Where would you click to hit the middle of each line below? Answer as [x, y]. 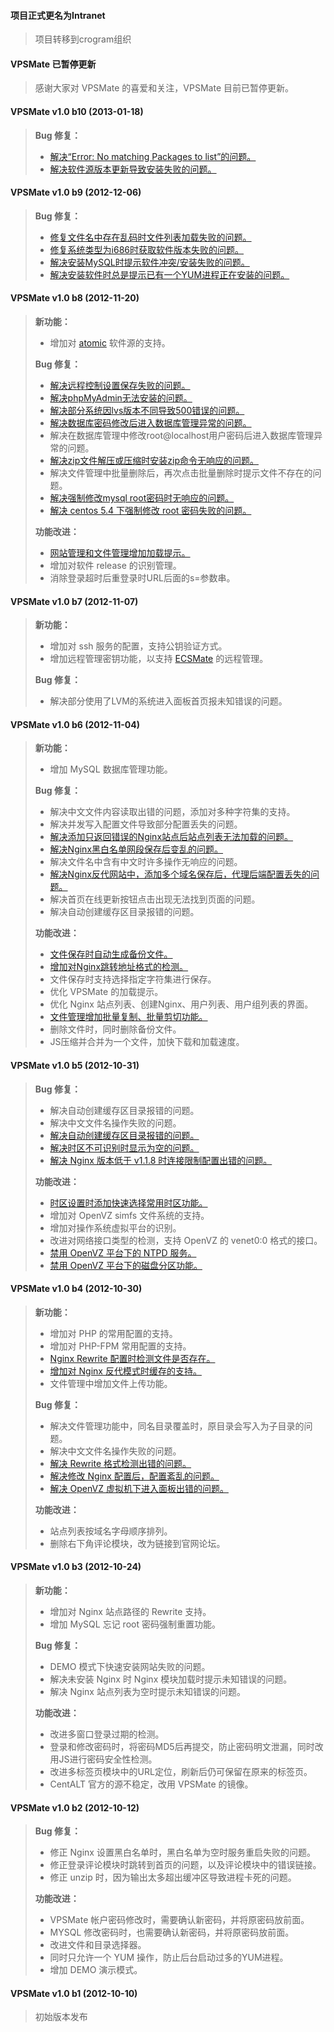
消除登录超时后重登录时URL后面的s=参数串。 [142, 578]
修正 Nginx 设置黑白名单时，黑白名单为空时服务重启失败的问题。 [182, 1852]
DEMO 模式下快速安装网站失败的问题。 [130, 1667]
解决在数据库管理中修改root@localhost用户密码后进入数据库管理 [182, 436]
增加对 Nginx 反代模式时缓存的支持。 [125, 1371]
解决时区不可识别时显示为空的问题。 [124, 1147]
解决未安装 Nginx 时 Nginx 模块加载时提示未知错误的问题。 [171, 1679]
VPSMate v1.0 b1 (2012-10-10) [74, 1993]
